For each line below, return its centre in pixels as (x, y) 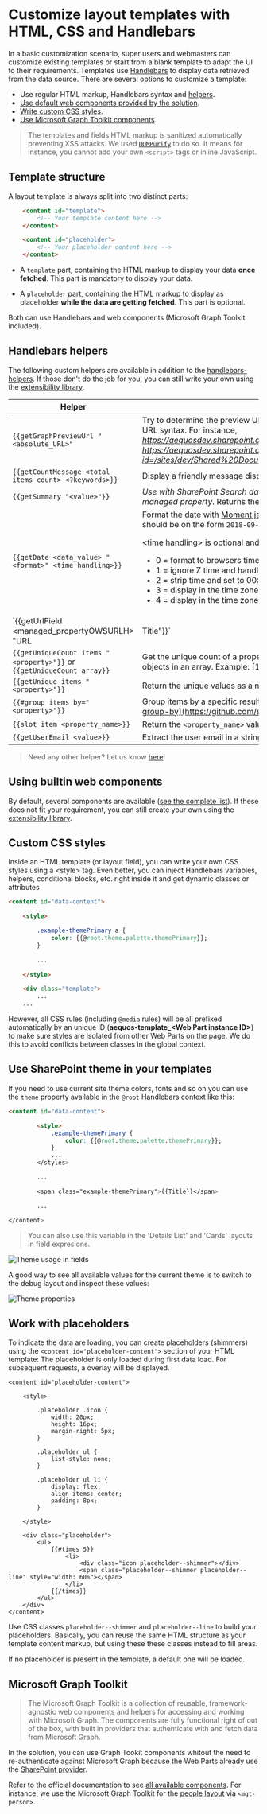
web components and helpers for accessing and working (151, 1712)
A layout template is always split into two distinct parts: (98, 196)
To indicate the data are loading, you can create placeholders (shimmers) (128, 1342)
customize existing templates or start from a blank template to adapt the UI (130, 62)
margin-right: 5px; (83, 1431)
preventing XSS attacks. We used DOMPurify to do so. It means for (135, 143)
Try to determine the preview (196, 420)
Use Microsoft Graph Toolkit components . (88, 119)
